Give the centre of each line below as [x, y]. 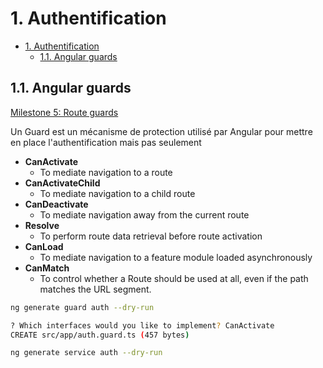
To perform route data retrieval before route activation [151, 236]
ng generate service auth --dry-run [86, 353]
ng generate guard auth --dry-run [82, 307]
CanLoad [44, 246]
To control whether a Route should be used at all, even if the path [174, 278]
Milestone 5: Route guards [64, 112]
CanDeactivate [56, 204]
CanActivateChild [62, 183]
